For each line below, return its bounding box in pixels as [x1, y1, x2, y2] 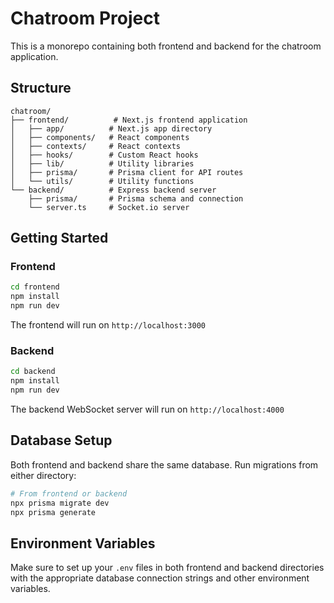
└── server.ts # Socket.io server [28, 202, 190, 212]
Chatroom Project [10, 7, 160, 30]
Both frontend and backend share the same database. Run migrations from [10, 458, 319, 471]
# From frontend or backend [10, 488, 128, 499]
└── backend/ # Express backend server [10, 185, 217, 195]
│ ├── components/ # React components [10, 132, 190, 142]
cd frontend [10, 282, 60, 292]
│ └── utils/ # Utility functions [10, 176, 195, 186]
